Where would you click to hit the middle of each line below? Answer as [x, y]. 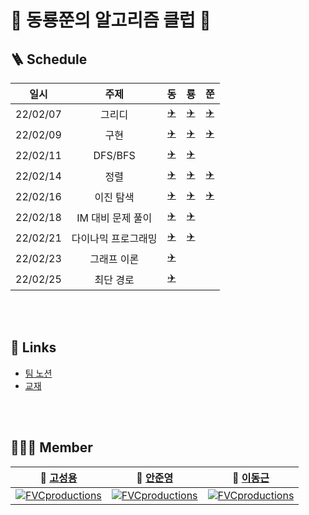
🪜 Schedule [49, 59]
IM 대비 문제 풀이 [114, 218]
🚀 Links [33, 347]
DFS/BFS [114, 155]
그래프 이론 [114, 259]
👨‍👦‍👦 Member [51, 447]
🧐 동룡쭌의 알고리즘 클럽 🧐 [111, 20]
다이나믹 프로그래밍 [114, 238]
